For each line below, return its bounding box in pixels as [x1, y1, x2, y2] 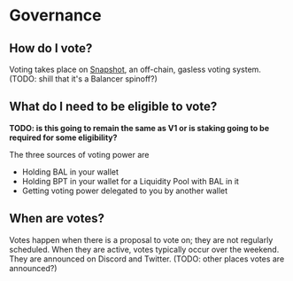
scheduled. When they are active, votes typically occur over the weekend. [9, 244, 280, 254]
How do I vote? [9, 41, 93, 56]
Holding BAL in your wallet [21, 166, 120, 177]
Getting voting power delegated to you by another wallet [21, 185, 228, 196]
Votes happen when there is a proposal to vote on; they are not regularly [9, 234, 274, 245]
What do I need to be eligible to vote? [9, 99, 218, 114]
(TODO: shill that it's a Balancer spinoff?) [9, 74, 158, 84]
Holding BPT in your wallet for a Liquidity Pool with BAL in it [21, 176, 239, 186]
